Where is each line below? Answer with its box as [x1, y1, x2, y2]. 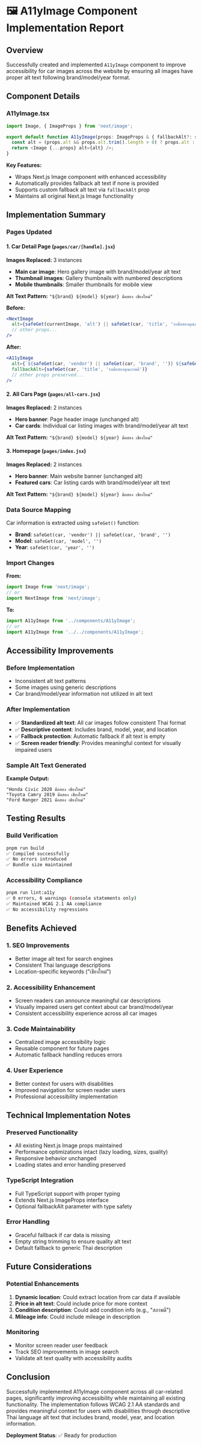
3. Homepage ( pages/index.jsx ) [6, 448, 87, 455]
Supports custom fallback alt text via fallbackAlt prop [14, 186, 150, 193]
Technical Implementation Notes [6, 1110, 131, 1120]
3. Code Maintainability [6, 1025, 76, 1033]
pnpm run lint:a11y [6, 890, 55, 896]
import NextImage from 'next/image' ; [6, 595, 101, 602]
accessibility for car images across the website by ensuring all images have [6, 67, 194, 75]
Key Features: [6, 161, 42, 169]
